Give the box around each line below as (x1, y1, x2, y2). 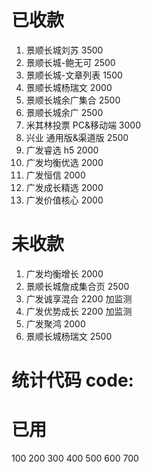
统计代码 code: (11, 369, 134, 392)
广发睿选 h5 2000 (25, 144, 99, 156)
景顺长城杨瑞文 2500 (25, 330, 113, 342)
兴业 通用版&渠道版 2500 (25, 131, 129, 143)
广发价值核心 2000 (25, 194, 104, 206)
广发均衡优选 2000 (25, 156, 104, 168)
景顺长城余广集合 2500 (25, 94, 121, 106)
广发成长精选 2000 (25, 181, 104, 193)
